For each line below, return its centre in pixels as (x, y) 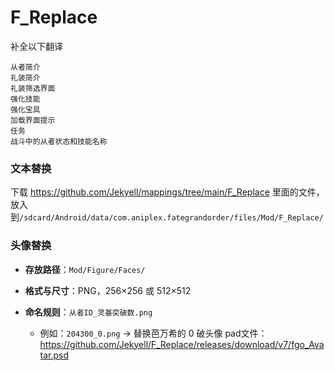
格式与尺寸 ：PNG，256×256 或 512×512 (108, 290)
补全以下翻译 (36, 46)
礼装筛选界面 (33, 88)
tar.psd (54, 355)
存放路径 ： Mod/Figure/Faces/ (85, 269)
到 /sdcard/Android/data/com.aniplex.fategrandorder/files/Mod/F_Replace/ (167, 217)
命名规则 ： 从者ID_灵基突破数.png (88, 312)
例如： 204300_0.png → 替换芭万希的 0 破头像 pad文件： (153, 333)
